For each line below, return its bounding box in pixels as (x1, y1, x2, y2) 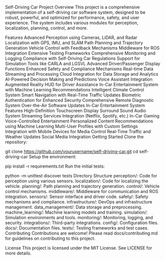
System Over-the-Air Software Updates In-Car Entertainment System (5, 103, 145, 108)
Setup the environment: (29, 154, 77, 159)
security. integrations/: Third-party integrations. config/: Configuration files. (5, 220, 159, 226)
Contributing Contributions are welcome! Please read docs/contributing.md (5, 231, 158, 236)
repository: (5, 139, 28, 144)
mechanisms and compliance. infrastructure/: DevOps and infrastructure (5, 199, 153, 204)
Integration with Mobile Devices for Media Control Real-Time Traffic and (5, 129, 151, 134)
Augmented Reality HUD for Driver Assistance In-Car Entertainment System (5, 82, 159, 87)
